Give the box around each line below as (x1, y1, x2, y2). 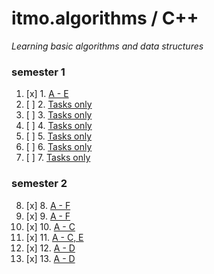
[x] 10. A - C (25, 220, 76, 232)
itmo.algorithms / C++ (11, 7, 199, 30)
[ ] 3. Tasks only (25, 109, 93, 121)
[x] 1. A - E (25, 88, 69, 100)
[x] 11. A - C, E (25, 231, 84, 243)
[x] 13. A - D (25, 252, 76, 264)
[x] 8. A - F (25, 199, 71, 211)
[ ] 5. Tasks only (25, 130, 93, 142)
